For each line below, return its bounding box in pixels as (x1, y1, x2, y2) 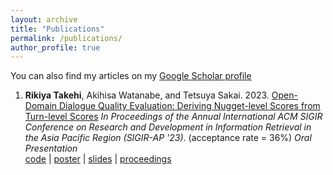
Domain (24, 100, 58, 112)
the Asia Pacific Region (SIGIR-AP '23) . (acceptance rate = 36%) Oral (24, 132, 312, 144)
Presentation (24, 142, 78, 155)
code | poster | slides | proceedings (24, 153, 172, 165)
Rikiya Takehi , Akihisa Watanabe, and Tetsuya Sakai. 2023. (24, 89, 270, 101)
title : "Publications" (10, 24, 105, 34)
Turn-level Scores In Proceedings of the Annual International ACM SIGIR (24, 111, 323, 123)
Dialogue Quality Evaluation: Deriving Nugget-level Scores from (59, 100, 321, 112)
